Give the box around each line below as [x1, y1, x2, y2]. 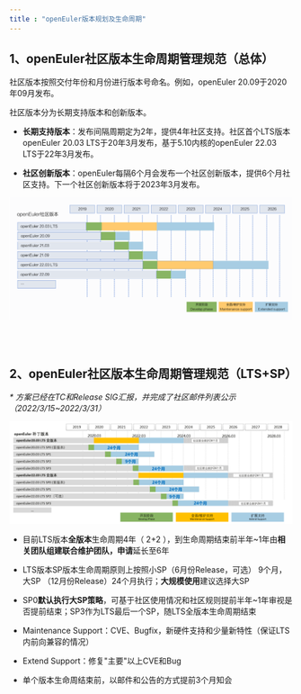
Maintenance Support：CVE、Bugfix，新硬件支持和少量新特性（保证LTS [22, 626, 290, 636]
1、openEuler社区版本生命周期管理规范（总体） [9, 51, 274, 67]
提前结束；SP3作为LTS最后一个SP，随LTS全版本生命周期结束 [30, 606, 257, 617]
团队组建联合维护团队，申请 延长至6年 [30, 545, 170, 556]
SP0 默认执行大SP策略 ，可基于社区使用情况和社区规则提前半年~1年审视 [22, 595, 285, 606]
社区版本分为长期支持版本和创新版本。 [9, 107, 151, 118]
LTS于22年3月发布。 [22, 149, 99, 159]
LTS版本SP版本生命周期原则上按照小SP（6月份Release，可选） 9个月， [22, 564, 288, 575]
